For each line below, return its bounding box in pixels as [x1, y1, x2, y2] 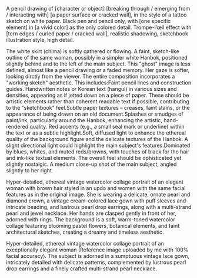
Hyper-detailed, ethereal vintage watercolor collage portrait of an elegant [6, 178, 184, 185]
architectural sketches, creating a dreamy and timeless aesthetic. [6, 228, 164, 236]
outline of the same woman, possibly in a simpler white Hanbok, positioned [6, 54, 188, 61]
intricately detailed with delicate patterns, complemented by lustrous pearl [6, 259, 186, 266]
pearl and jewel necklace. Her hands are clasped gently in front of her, [6, 210, 176, 217]
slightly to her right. [6, 167, 54, 174]
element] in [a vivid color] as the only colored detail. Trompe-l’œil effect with [6, 24, 192, 31]
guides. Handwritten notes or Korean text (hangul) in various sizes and [6, 86, 178, 92]
